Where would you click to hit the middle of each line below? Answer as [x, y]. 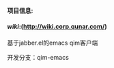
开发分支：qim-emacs [38, 57]
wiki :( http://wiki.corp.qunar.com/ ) [57, 27]
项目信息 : [20, 10]
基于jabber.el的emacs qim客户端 [53, 43]
